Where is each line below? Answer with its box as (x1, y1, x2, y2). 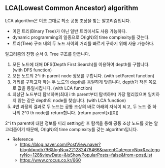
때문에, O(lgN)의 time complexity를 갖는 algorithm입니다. (26, 126, 138, 132)
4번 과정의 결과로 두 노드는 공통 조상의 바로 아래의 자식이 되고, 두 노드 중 (12, 103, 152, 109)
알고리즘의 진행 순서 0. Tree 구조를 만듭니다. (5, 51, 90, 57)
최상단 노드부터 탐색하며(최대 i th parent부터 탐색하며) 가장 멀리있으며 (12, 91, 147, 97)
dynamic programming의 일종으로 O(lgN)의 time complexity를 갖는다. (12, 34, 150, 40)
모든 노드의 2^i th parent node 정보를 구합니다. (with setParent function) (12, 72, 155, 78)
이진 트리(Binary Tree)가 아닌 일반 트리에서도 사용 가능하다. (12, 28, 127, 34)
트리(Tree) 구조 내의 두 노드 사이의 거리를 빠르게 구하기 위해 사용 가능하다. (12, 40, 155, 46)
